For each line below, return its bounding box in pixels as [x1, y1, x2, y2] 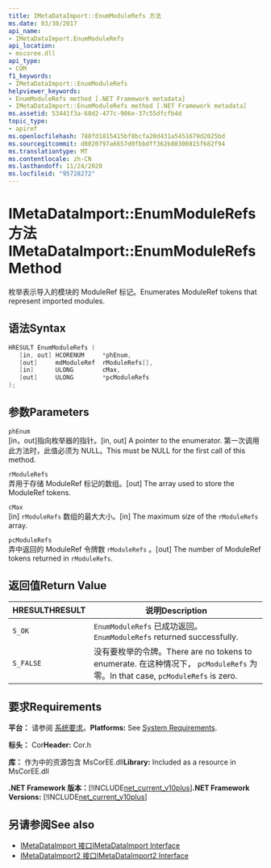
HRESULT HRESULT [12, 604, 86, 616]
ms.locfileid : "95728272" [8, 170, 95, 178]
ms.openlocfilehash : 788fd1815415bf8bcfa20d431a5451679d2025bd [8, 132, 226, 140]
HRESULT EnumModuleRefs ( [8, 343, 95, 352]
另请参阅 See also [8, 818, 95, 832]
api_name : [8, 27, 42, 35]
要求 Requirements [8, 701, 102, 714]
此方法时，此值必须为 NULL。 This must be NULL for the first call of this [8, 446, 246, 455]
